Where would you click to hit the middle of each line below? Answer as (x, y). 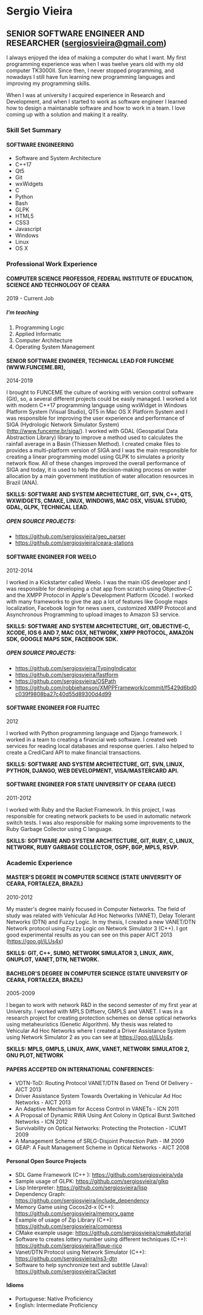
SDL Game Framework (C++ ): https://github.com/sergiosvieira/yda (99, 1174)
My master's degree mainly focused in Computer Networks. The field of (96, 909)
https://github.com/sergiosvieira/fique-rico (68, 1245)
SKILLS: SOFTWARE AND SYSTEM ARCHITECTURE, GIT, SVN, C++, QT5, (99, 494)
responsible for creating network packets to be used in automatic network (99, 816)
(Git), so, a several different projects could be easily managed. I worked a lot (101, 399)
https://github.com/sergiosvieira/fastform (67, 674)
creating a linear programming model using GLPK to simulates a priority (95, 457)
